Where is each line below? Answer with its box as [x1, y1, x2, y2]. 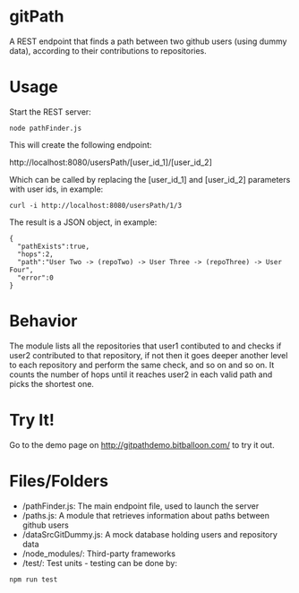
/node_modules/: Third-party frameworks [21, 548, 176, 559]
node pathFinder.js [9, 124, 82, 133]
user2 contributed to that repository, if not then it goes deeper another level [9, 349, 288, 360]
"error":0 [17, 273, 54, 282]
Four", [9, 265, 34, 274]
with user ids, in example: [9, 184, 104, 194]
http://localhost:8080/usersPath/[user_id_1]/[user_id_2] [9, 157, 213, 168]
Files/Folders [9, 470, 109, 491]
